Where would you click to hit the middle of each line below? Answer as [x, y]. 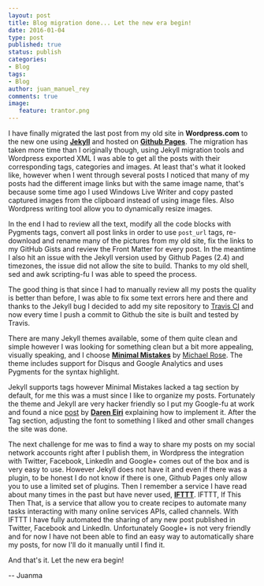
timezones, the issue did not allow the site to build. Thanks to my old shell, [129, 266]
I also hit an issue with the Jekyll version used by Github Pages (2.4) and [126, 258]
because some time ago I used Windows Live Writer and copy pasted [121, 192]
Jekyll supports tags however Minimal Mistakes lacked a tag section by [124, 387]
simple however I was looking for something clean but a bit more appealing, [131, 347]
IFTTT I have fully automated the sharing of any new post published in [122, 520]
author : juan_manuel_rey [49, 89]
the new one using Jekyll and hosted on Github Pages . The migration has [128, 142]
